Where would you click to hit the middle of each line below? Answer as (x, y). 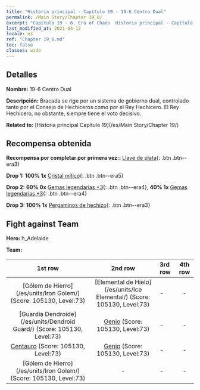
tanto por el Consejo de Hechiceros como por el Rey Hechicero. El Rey (93, 107)
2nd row (123, 268)
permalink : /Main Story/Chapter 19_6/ (54, 17)
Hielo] (143, 282)
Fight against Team (43, 224)
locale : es (20, 34)
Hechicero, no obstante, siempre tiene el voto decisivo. (74, 113)
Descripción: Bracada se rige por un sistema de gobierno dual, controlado (98, 100)
